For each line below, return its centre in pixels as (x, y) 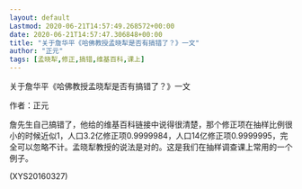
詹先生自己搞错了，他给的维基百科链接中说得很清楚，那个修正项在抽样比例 (147, 124)
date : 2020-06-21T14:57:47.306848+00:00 (86, 34)
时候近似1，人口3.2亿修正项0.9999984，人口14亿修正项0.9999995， (152, 135)
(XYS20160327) (39, 176)
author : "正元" (36, 51)
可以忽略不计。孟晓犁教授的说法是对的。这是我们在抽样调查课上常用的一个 (155, 147)
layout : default (40, 18)
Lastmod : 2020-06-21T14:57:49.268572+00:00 (92, 26)
